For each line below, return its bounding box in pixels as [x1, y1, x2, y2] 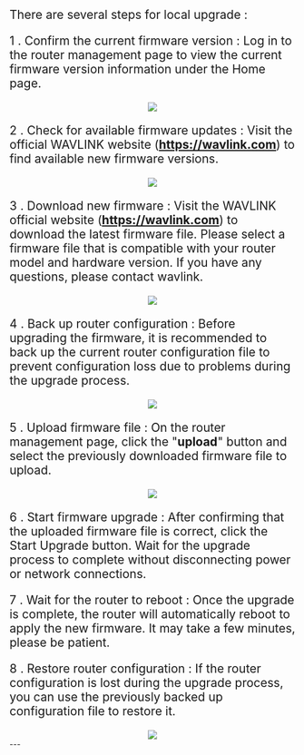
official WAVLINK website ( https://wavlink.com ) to [9, 137, 295, 152]
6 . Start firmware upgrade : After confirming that [9, 510, 285, 525]
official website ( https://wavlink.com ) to [9, 212, 239, 228]
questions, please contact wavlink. [9, 270, 204, 284]
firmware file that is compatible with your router [9, 240, 277, 256]
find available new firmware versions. [9, 152, 220, 166]
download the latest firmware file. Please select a [9, 227, 286, 241]
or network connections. [9, 566, 147, 582]
